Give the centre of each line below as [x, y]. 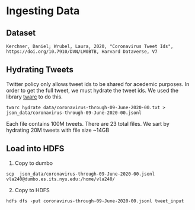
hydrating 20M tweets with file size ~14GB [58, 130]
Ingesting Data [43, 11]
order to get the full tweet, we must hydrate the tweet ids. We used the [92, 90]
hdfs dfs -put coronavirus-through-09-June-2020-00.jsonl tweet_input [95, 201]
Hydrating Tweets [40, 70]
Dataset [21, 33]
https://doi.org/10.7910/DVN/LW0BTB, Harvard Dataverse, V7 [82, 52]
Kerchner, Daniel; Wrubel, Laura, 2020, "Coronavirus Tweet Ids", [90, 46]
